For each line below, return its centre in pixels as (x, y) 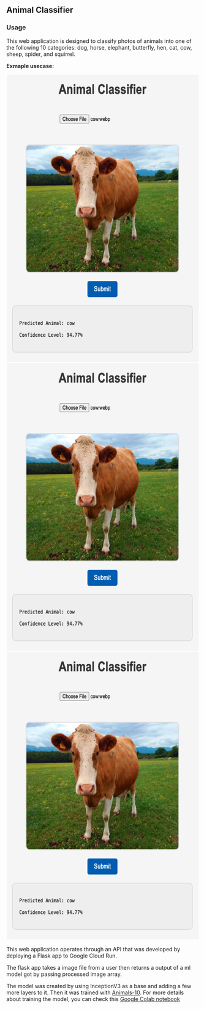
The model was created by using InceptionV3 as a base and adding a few (99, 986)
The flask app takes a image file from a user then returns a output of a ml (99, 967)
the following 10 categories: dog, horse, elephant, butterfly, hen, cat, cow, (99, 47)
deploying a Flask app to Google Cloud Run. (62, 956)
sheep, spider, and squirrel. (41, 54)
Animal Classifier (40, 10)
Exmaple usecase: (30, 66)
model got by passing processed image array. (64, 974)
